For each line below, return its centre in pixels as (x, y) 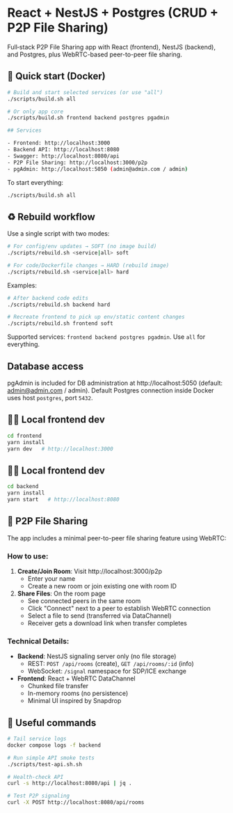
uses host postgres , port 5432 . (50, 398)
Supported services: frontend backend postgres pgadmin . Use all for (106, 337)
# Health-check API (35, 777)
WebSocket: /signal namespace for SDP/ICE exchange (107, 671)
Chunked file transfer (58, 686)
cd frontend (24, 436)
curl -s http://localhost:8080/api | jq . (70, 783)
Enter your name (51, 578)
